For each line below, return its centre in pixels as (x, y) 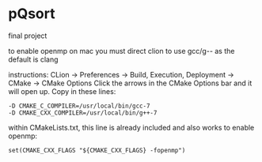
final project (28, 36)
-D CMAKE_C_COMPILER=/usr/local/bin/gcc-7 (79, 106)
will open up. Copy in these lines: (62, 91)
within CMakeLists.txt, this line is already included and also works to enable (131, 127)
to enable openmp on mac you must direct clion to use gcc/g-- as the (122, 51)
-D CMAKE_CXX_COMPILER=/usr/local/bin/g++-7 (83, 113)
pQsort (32, 14)
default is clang (33, 59)
